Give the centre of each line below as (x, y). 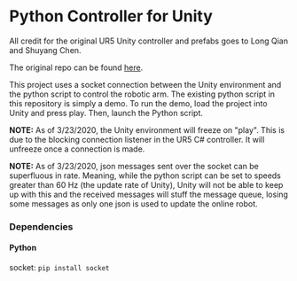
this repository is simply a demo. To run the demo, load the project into (138, 103)
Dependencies (41, 226)
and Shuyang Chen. (45, 50)
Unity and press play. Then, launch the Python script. (106, 113)
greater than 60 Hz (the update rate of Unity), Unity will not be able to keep (146, 184)
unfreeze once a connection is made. (77, 149)
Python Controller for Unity (111, 16)
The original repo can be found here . (76, 67)
